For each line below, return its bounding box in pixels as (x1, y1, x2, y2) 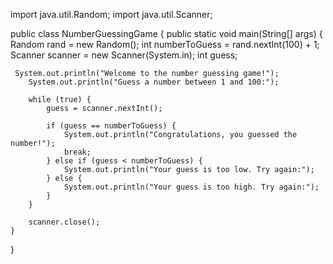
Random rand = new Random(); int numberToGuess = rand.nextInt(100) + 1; (10, 39, 320, 50)
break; (63, 147, 92, 157)
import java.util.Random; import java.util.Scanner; (10, 9, 213, 20)
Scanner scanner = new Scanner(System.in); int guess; (10, 49, 238, 61)
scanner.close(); (28, 217, 101, 227)
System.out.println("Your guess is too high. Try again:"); (63, 182, 320, 192)
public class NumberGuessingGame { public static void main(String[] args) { (10, 28, 323, 39)
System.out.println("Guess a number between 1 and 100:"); (28, 77, 280, 87)
